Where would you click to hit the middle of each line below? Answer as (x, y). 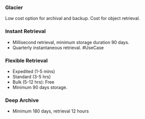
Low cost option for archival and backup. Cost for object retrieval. (73, 18)
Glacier (14, 7)
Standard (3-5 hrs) (32, 76)
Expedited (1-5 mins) (34, 71)
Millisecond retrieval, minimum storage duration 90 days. (71, 42)
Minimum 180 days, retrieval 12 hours (51, 111)
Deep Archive (22, 100)
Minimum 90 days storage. (40, 87)
